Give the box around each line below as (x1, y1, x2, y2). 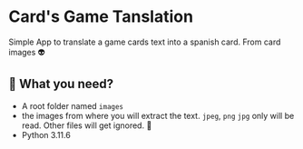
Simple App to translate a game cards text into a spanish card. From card (8, 36, 281, 47)
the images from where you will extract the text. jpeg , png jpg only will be (21, 110, 295, 121)
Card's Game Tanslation (8, 6, 194, 27)
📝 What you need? (8, 76, 114, 92)
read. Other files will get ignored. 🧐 (21, 120, 152, 131)
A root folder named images (21, 100, 124, 111)
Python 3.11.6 (21, 129, 72, 140)
